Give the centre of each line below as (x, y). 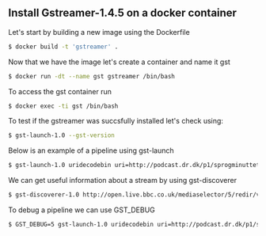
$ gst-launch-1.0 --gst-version (61, 135)
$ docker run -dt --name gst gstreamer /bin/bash (92, 76)
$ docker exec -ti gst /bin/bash (63, 106)
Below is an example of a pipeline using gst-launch (91, 150)
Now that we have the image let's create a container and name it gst (120, 62)
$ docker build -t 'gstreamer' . (63, 47)
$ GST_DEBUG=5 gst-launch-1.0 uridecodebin (81, 225)
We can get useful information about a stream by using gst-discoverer (123, 181)
